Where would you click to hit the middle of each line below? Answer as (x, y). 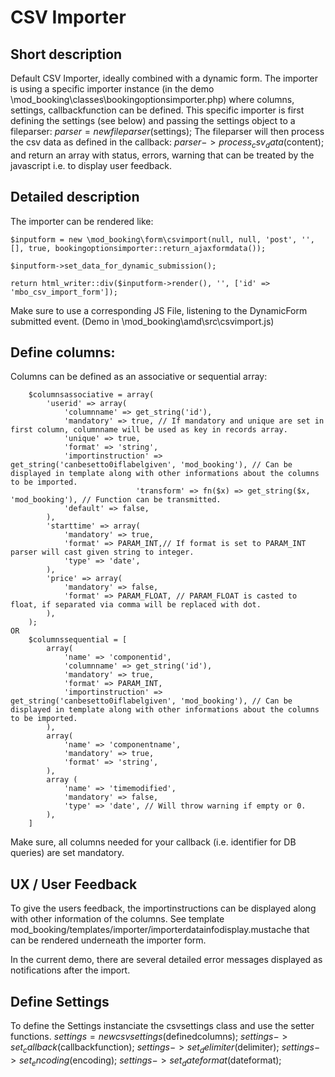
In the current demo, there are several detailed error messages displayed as (166, 960)
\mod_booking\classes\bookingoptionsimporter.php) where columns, (152, 99)
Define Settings (60, 1001)
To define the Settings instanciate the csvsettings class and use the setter (162, 1026)
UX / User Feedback (74, 884)
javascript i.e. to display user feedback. (91, 165)
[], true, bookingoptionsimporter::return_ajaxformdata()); (138, 248)
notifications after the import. (70, 970)
